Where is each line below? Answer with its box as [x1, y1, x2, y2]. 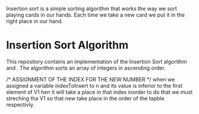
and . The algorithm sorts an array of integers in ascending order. [6, 64, 166, 71]
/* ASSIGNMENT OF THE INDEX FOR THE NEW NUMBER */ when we [6, 75, 175, 83]
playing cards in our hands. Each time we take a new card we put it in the [6, 11, 185, 18]
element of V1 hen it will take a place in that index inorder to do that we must [6, 88, 193, 96]
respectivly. [6, 101, 34, 108]
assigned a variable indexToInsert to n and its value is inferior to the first [6, 82, 182, 89]
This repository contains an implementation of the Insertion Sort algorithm [6, 58, 187, 65]
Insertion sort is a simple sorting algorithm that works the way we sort [6, 5, 177, 12]
